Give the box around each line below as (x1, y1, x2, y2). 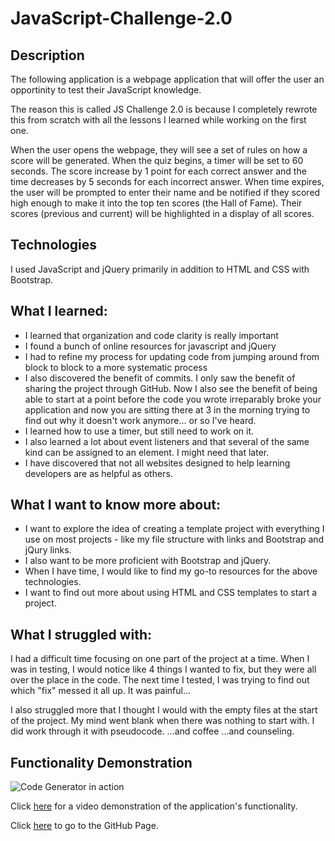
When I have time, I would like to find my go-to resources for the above (24, 565, 318, 577)
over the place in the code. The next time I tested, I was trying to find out (10, 674, 310, 686)
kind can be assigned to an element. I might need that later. (24, 446, 270, 458)
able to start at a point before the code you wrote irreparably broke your (24, 393, 322, 405)
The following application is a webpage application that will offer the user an (10, 73, 325, 85)
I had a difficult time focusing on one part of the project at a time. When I (10, 653, 310, 665)
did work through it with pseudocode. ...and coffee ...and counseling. (10, 725, 295, 737)
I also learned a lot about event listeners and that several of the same (24, 435, 310, 447)
